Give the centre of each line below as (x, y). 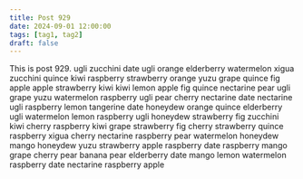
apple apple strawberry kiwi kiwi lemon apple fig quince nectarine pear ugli (150, 88)
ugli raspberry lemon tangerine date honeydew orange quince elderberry (146, 107)
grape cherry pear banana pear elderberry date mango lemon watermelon (148, 155)
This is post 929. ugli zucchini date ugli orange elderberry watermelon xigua (152, 69)
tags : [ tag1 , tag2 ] (46, 34)
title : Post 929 (40, 18)
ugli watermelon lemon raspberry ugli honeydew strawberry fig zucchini (144, 117)
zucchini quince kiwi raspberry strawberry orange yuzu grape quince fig (145, 79)
